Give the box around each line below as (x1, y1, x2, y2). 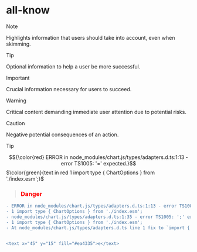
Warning (6, 97, 26, 104)
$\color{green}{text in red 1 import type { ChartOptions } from (6, 169, 155, 176)
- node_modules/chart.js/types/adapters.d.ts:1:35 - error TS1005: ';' (6, 214, 185, 220)
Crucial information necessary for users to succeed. (6, 85, 132, 92)
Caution (6, 119, 25, 126)
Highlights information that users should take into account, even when (6, 34, 175, 41)
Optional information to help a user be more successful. (6, 63, 141, 70)
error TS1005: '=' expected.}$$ (60, 160, 137, 167)
